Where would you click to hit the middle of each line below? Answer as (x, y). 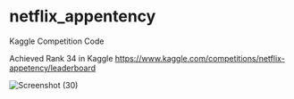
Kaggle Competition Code (57, 41)
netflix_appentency (83, 16)
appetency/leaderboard (53, 68)
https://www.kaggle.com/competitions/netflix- (200, 58)
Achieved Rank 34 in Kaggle (61, 58)
